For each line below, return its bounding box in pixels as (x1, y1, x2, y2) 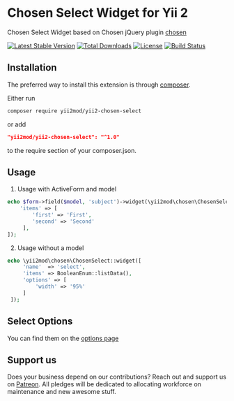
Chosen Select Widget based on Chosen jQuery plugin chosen (7, 28, 187, 36)
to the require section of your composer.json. (7, 146, 137, 154)
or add (7, 120, 26, 129)
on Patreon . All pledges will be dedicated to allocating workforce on (7, 380, 202, 388)
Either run (7, 94, 36, 102)
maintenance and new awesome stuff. (7, 388, 116, 396)
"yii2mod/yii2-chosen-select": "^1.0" (7, 133, 120, 140)
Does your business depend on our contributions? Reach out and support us (7, 372, 226, 381)
